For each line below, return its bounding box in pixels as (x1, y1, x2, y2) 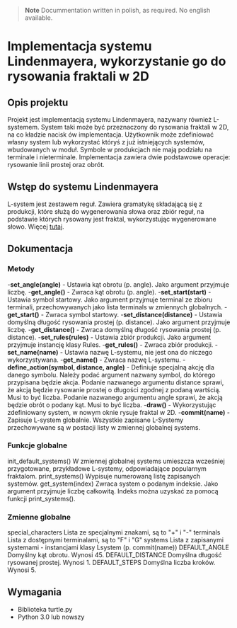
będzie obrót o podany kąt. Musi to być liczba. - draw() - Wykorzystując (7, 400, 216, 409)
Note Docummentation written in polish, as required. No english (24, 6, 211, 14)
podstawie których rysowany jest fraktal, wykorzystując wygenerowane (7, 215, 217, 223)
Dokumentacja (7, 243, 74, 255)
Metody (7, 264, 35, 274)
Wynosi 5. (7, 566, 37, 574)
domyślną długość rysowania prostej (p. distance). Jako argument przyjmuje (7, 318, 231, 326)
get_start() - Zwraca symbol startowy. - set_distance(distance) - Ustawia (7, 310, 223, 319)
